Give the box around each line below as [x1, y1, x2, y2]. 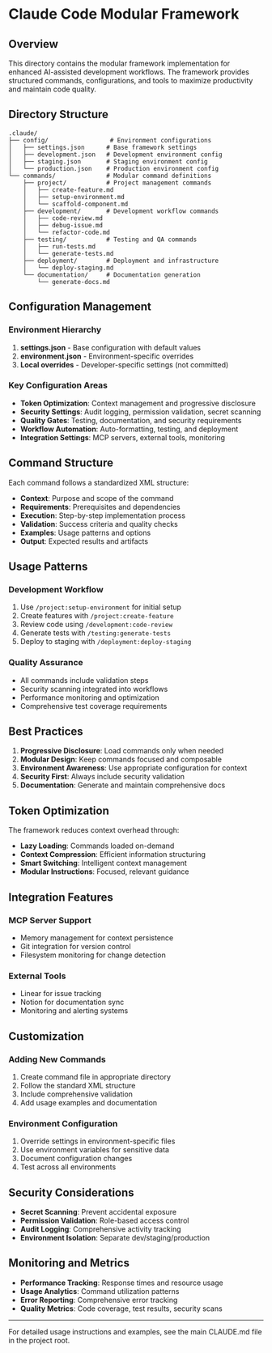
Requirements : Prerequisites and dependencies [19, 502, 181, 511]
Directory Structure [8, 108, 109, 121]
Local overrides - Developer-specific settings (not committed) [19, 359, 229, 369]
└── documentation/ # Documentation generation [23, 270, 201, 279]
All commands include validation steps [19, 675, 149, 685]
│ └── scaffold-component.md [23, 200, 129, 208]
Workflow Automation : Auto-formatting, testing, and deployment [19, 424, 239, 434]
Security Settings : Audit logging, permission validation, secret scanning [19, 406, 261, 417]
